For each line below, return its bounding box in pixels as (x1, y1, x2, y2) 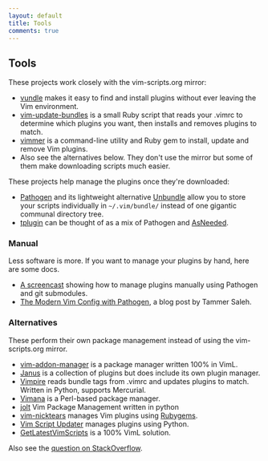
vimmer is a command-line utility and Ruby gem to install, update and (19, 135, 249, 145)
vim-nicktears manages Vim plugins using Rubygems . (19, 410, 198, 420)
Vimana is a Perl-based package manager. (19, 394, 160, 403)
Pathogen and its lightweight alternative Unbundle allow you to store (19, 192, 246, 202)
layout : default (8, 11, 63, 20)
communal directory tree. (19, 209, 104, 219)
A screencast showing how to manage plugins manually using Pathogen (19, 280, 258, 289)
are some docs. (8, 265, 60, 274)
